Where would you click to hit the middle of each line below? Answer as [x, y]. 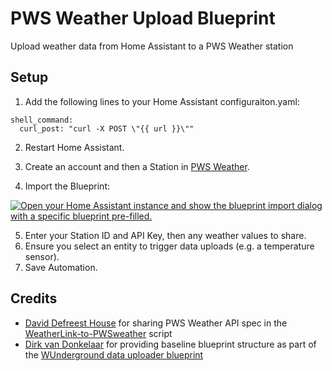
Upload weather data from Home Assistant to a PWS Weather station [152, 46]
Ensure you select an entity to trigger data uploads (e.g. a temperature [169, 246]
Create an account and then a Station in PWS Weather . [137, 166]
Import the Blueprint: [67, 186]
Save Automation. [61, 267]
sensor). [42, 256]
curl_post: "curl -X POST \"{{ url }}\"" [107, 128]
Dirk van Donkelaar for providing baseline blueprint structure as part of [170, 344]
